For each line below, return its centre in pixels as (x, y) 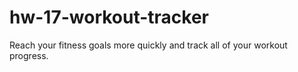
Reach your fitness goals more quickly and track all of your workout (148, 45)
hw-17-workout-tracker (109, 17)
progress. (29, 55)
